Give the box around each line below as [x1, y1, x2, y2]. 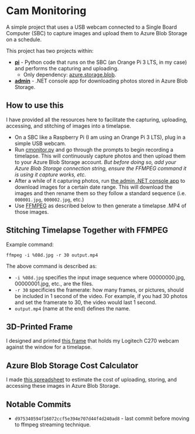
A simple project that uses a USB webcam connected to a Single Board [6, 23, 177, 30]
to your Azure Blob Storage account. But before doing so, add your [14, 158, 177, 165]
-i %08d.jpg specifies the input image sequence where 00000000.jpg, [14, 274, 186, 281]
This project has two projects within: [6, 47, 94, 54]
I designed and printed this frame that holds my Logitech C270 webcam [6, 337, 180, 344]
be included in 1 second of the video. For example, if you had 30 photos [14, 292, 188, 299]
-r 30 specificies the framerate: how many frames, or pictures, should [14, 286, 184, 293]
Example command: [6, 241, 54, 248]
